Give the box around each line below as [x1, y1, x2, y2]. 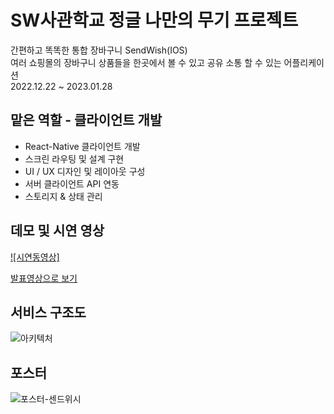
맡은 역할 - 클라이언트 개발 [10, 112, 163, 129]
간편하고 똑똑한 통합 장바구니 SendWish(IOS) [10, 44, 188, 56]
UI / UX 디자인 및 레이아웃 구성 [24, 165, 146, 177]
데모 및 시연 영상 [10, 222, 105, 240]
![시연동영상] [10, 251, 60, 263]
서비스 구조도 [10, 304, 87, 321]
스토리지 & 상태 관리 [24, 190, 103, 202]
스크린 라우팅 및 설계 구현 [24, 152, 125, 165]
